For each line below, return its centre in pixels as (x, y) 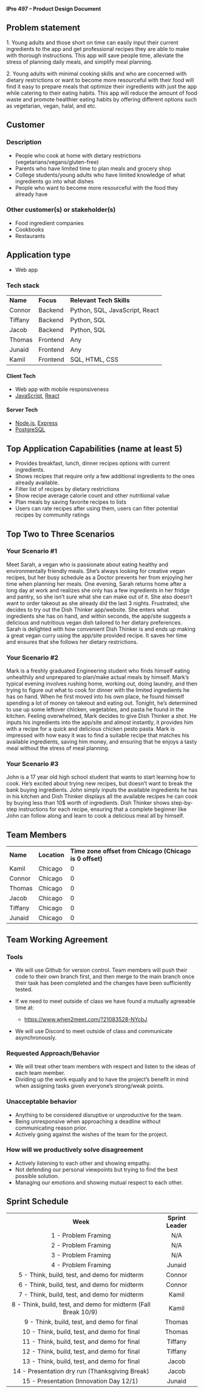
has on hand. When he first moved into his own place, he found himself (95, 697)
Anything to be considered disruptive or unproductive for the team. (99, 1115)
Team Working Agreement (57, 939)
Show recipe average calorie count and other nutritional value (92, 496)
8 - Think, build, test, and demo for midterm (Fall (81, 1304)
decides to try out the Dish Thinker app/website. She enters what (88, 609)
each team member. (40, 1073)
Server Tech (22, 410)
